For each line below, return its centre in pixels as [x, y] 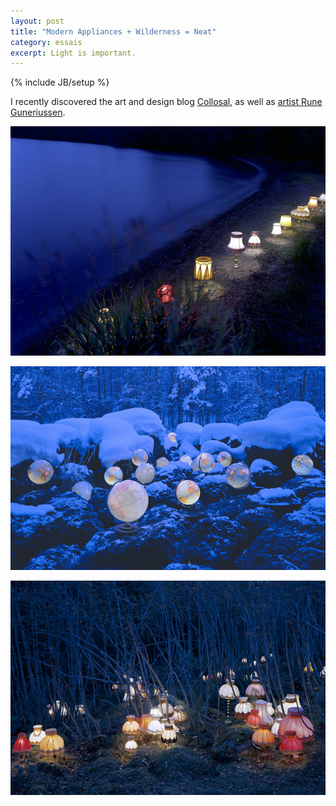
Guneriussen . [38, 112]
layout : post [37, 21]
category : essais [46, 42]
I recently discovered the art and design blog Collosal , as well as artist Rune [166, 102]
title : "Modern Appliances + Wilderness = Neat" [113, 31]
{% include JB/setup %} [60, 82]
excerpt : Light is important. [73, 53]
